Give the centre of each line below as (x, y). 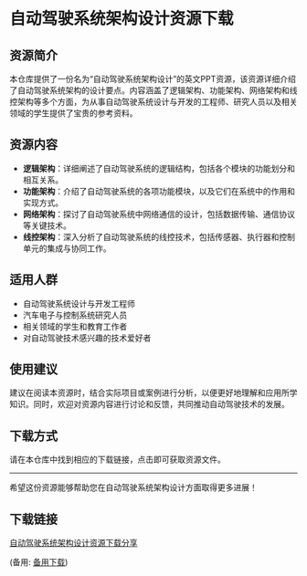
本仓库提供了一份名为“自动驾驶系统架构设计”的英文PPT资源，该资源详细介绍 (153, 79)
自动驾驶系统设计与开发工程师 (79, 303)
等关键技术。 (47, 225)
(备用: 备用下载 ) (39, 562)
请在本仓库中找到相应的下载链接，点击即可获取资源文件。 (117, 460)
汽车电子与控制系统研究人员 (75, 315)
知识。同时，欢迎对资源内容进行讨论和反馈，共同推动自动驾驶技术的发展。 (149, 404)
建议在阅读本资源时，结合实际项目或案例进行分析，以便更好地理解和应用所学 (153, 393)
